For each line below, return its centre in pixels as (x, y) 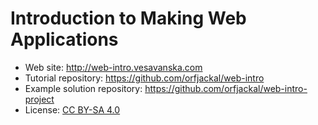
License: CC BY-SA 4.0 (72, 109)
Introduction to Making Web (128, 18)
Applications (64, 39)
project (39, 99)
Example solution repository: (83, 88)
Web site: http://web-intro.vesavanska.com (113, 67)
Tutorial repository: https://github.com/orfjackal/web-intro (144, 78)
